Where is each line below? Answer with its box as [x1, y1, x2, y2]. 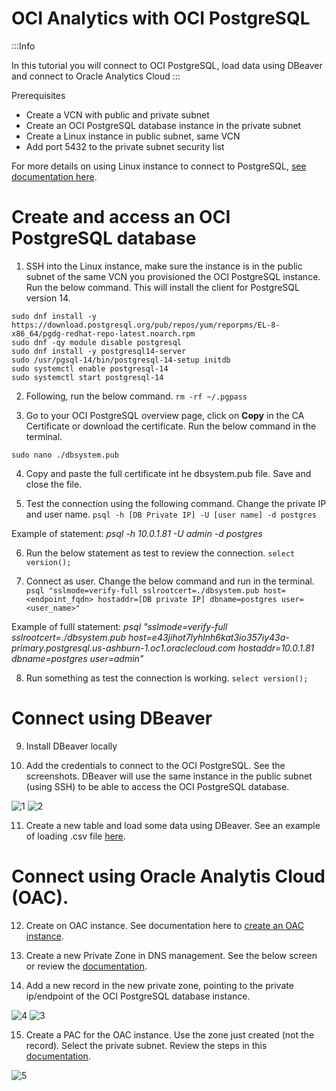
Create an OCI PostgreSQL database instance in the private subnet [25, 119, 302, 131]
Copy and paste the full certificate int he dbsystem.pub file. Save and [25, 467, 312, 479]
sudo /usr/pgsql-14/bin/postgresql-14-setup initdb [11, 355, 231, 365]
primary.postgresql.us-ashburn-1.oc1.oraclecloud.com [11, 642, 236, 654]
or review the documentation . [25, 960, 148, 972]
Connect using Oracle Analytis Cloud [11, 865, 326, 887]
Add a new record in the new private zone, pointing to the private [25, 979, 294, 991]
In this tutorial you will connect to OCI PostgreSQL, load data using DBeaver [11, 59, 323, 71]
